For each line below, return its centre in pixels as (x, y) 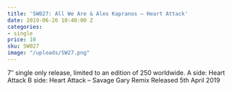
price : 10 (22, 40)
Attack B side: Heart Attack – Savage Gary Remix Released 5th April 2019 (114, 80)
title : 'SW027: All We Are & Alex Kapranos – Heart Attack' (98, 14)
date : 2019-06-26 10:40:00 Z (50, 20)
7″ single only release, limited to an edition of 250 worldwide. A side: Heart (116, 72)
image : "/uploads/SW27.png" (49, 53)
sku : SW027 (23, 46)
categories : (25, 27)
